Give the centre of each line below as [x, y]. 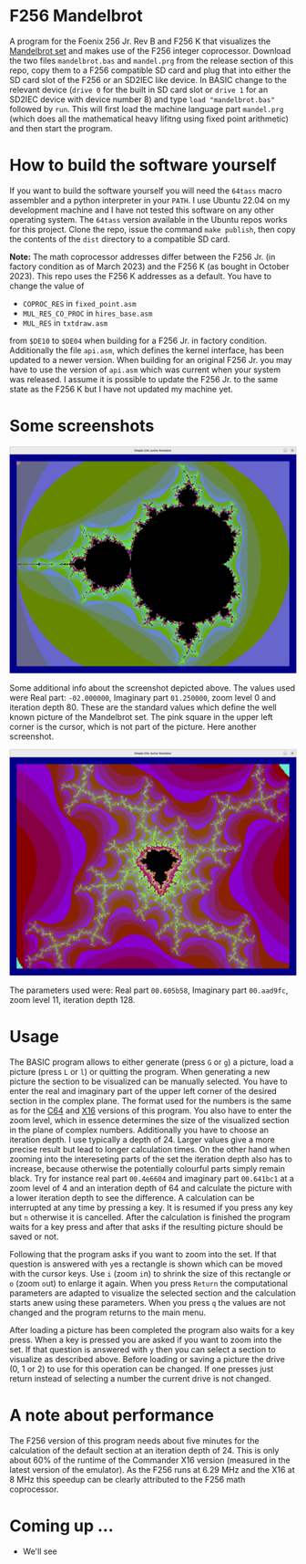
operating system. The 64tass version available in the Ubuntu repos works [148, 219]
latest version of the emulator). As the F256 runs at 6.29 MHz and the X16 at [153, 1470]
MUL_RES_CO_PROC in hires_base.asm [87, 313]
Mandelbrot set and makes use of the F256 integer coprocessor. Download [150, 50]
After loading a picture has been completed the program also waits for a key [152, 1330]
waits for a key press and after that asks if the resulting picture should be [147, 1227]
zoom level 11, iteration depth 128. [72, 1000]
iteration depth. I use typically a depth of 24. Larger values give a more [142, 1140]
